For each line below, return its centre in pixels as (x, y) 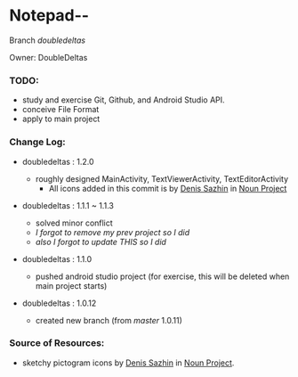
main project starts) (71, 285)
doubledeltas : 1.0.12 (59, 303)
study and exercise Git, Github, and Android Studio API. (123, 100)
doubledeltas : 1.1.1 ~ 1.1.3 (68, 205)
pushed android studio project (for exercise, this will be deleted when (162, 276)
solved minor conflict (74, 223)
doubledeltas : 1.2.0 (58, 161)
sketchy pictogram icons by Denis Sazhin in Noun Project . (128, 363)
